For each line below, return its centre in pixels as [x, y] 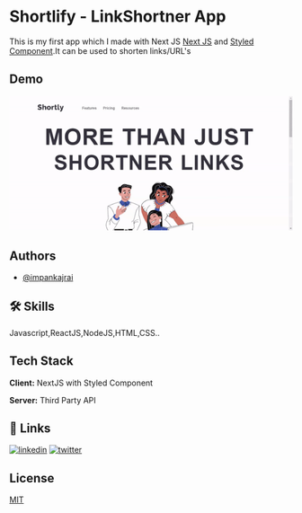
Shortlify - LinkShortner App [118, 17]
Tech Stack [41, 361]
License [32, 478]
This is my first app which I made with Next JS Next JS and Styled [132, 41]
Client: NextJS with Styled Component [81, 383]
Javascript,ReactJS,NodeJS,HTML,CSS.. [84, 332]
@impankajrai [48, 277]
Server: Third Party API [53, 400]
